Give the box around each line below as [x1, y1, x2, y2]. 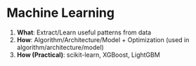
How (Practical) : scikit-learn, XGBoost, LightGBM [16, 51, 161, 59]
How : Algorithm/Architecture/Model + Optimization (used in [16, 35, 190, 44]
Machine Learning [6, 5, 115, 21]
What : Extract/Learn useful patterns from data [16, 28, 152, 37]
